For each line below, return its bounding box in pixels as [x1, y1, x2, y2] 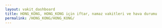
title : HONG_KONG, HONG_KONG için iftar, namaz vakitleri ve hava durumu [5, 11, 158, 16]
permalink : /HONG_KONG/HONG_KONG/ [5, 16, 75, 20]
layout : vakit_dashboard [5, 7, 55, 12]
